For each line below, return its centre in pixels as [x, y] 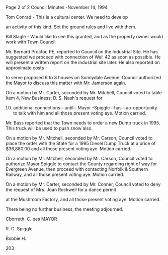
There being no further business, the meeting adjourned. [65, 209]
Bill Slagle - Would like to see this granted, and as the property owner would [84, 37]
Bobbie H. [16, 238]
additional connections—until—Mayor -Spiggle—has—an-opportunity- [86, 108]
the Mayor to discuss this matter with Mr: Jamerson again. [66, 83]
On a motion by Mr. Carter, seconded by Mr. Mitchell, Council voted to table [84, 92]
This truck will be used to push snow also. [49, 128]
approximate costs [25, 68]
